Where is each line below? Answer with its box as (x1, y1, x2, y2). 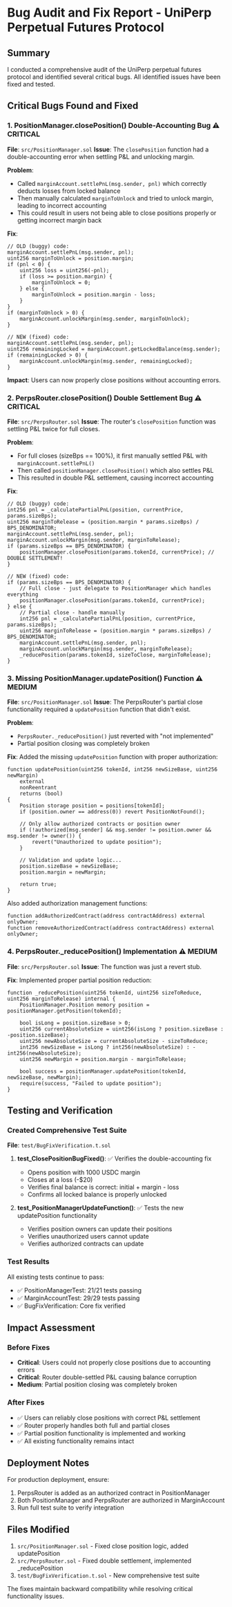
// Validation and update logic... (19, 857, 122, 864)
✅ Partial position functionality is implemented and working (17, 1429, 186, 1437)
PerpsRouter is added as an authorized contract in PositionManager (17, 1489, 211, 1497)
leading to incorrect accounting (17, 201, 107, 209)
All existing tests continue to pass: (7, 1272, 105, 1281)
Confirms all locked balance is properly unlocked (27, 1190, 167, 1199)
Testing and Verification (7, 1105, 113, 1116)
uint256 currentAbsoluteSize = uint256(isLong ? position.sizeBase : (19, 1025, 224, 1033)
